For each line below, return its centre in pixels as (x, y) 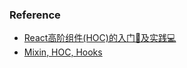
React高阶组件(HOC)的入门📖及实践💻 (100, 38)
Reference (35, 15)
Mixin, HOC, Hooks (63, 52)
